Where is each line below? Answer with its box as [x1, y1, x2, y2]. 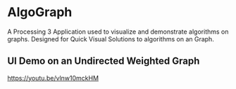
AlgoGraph [7, 4, 73, 20]
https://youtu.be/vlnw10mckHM [7, 74, 99, 82]
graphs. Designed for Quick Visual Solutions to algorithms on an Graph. [7, 34, 215, 43]
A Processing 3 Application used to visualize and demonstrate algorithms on [7, 27, 229, 36]
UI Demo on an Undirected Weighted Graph [7, 55, 200, 67]
